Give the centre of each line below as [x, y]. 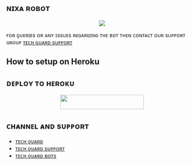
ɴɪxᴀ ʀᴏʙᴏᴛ [28, 8]
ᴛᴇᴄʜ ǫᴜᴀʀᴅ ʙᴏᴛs [36, 156]
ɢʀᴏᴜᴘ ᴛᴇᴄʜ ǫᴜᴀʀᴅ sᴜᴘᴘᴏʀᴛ [39, 42]
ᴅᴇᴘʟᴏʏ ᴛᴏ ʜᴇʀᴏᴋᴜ [40, 83]
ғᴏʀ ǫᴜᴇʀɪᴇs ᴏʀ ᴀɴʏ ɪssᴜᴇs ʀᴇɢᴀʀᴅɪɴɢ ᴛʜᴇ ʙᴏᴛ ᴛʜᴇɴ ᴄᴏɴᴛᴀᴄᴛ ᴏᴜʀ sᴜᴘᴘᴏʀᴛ [96, 35]
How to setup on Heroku [53, 62]
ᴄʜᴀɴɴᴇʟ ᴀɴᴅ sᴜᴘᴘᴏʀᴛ [48, 126]
